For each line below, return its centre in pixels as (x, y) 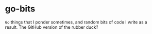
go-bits (20, 9)
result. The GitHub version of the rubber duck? (52, 27)
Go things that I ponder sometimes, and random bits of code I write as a (76, 22)
